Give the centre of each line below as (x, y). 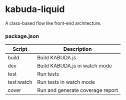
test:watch (20, 82)
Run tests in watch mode (66, 82)
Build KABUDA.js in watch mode (75, 66)
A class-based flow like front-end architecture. (53, 23)
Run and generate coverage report (78, 90)
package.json (22, 36)
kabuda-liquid (35, 9)
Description (77, 49)
